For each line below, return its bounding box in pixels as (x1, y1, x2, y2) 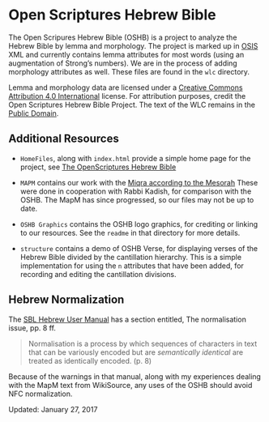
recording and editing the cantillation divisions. (19, 269, 177, 279)
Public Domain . (8, 108, 59, 118)
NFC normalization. (8, 389, 73, 399)
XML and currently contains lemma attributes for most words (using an (8, 49, 245, 59)
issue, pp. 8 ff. (8, 322, 57, 333)
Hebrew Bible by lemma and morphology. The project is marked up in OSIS (8, 40, 258, 50)
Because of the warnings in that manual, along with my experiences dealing (8, 371, 262, 382)
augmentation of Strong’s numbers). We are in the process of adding (8, 58, 237, 68)
